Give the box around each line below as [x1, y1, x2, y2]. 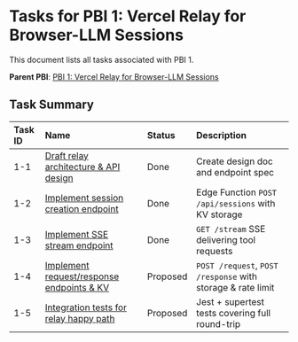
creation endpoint [44, 202, 119, 214]
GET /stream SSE [196, 222, 266, 235]
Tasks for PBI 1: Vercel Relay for [9, 6, 247, 27]
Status [146, 128, 176, 141]
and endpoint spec [196, 166, 275, 178]
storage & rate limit [196, 281, 275, 293]
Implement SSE [44, 228, 109, 240]
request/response [44, 270, 120, 283]
